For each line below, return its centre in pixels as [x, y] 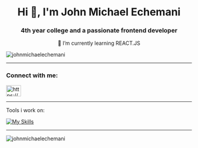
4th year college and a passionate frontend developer [99, 31]
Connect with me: [32, 75]
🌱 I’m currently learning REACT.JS [99, 43]
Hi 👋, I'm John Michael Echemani [99, 12]
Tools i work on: [26, 110]
